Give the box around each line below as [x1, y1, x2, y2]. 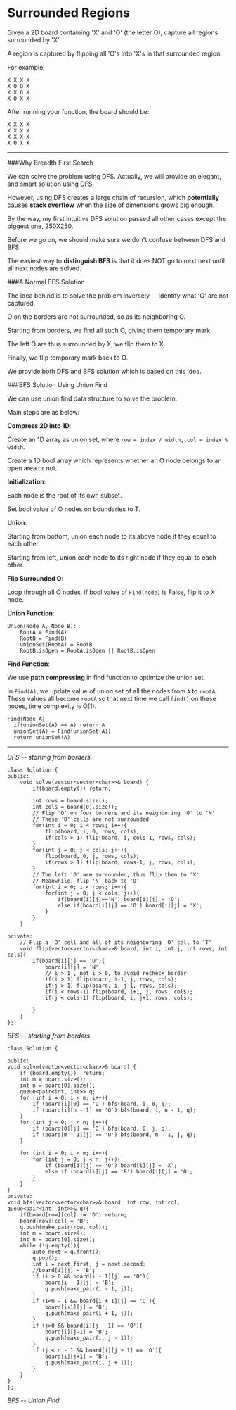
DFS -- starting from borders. [7, 753, 93, 761]
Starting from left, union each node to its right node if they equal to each [7, 553, 216, 561]
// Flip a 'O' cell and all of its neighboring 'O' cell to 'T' [20, 938, 212, 946]
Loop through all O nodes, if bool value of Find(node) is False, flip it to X [7, 588, 216, 596]
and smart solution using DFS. [7, 180, 95, 188]
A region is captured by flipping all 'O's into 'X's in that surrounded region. [7, 49, 223, 58]
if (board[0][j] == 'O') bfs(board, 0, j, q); [32, 1125, 171, 1132]
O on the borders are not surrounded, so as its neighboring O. [7, 312, 186, 321]
